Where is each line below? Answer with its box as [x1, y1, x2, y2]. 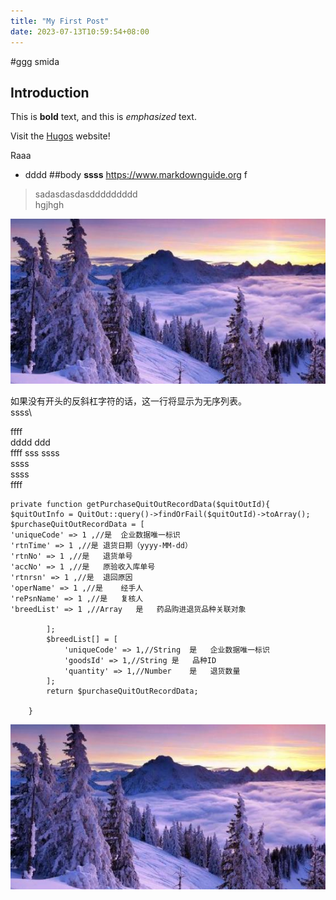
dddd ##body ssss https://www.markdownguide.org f [24, 169, 248, 181]
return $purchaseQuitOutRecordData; [46, 686, 199, 696]
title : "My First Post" [10, 16, 110, 26]
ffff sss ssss [10, 447, 60, 459]
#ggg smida [10, 55, 60, 67]
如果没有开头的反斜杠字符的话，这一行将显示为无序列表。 [10, 395, 247, 407]
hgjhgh [34, 199, 65, 211]
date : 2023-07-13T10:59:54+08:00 [10, 26, 150, 37]
